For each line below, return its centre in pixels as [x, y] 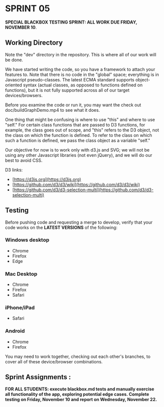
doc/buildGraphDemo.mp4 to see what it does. [53, 110]
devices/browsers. [24, 95]
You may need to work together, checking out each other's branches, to [78, 356]
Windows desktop [27, 240]
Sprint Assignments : [38, 377]
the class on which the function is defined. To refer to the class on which [79, 135]
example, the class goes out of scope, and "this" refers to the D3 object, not [82, 130]
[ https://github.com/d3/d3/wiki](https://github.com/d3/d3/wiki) [76, 184]
